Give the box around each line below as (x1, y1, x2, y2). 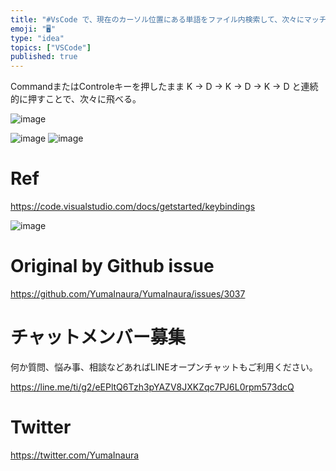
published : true (10, 52, 78, 62)
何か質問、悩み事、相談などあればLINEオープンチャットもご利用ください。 (10, 361, 318, 373)
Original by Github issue (10, 255, 215, 278)
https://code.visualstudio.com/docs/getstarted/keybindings (10, 201, 256, 213)
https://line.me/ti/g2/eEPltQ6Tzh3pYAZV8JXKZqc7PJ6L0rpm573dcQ (10, 381, 295, 393)
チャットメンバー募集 (10, 326, 186, 349)
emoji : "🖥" (10, 24, 57, 34)
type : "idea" (10, 33, 65, 43)
